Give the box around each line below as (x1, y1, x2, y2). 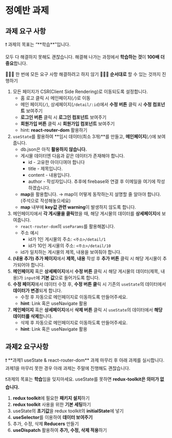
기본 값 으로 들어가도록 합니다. (41, 275, 100, 280)
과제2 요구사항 (5, 342, 49, 351)
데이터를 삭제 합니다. (12, 313, 53, 319)
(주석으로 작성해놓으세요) (20, 198, 71, 203)
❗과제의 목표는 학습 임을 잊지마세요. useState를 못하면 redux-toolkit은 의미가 (5, 376, 159, 382)
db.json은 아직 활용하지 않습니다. (20, 146, 87, 152)
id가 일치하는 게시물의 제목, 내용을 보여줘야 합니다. (20, 249, 122, 255)
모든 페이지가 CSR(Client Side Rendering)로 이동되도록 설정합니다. (12, 88, 148, 94)
